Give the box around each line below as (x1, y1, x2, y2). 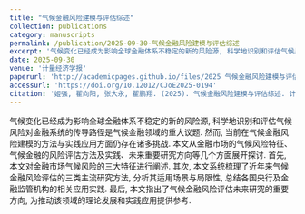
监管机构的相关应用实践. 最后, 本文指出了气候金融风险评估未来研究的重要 (16, 183, 289, 194)
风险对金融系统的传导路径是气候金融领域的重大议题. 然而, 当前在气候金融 (9, 126, 281, 137)
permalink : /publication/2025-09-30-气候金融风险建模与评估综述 (9, 38, 241, 48)
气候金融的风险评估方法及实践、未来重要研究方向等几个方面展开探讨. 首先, (9, 149, 288, 160)
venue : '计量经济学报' (9, 64, 87, 73)
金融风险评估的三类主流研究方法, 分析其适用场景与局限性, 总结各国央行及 (9, 171, 281, 182)
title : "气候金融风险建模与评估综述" (9, 13, 134, 23)
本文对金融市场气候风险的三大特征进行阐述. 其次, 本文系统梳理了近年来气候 (9, 160, 289, 171)
